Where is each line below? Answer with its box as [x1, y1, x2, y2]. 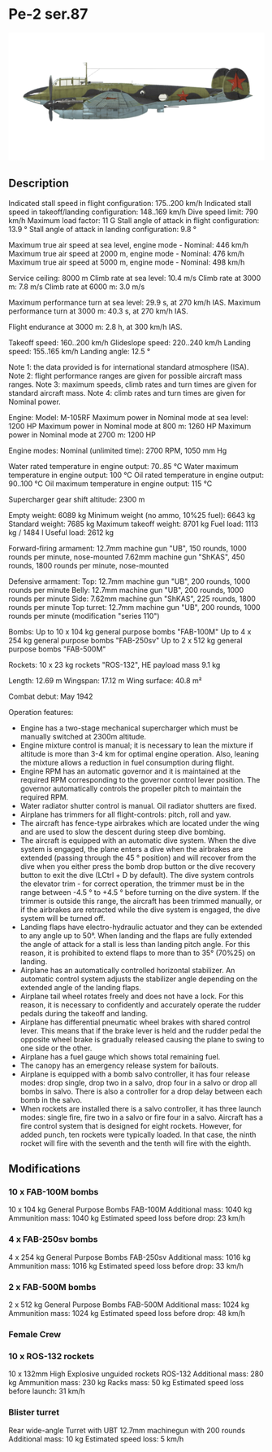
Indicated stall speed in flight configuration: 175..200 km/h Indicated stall [8, 198, 252, 208]
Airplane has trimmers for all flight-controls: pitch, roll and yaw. [19, 809, 231, 819]
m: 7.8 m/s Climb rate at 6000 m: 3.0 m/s [8, 282, 145, 292]
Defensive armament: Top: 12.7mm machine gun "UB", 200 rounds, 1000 [8, 576, 251, 586]
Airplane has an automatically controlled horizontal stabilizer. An [19, 965, 235, 975]
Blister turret [8, 1406, 59, 1418]
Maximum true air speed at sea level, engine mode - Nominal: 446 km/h [8, 239, 249, 249]
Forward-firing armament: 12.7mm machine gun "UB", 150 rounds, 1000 [8, 543, 248, 553]
